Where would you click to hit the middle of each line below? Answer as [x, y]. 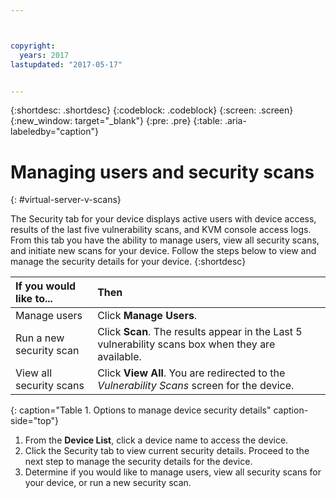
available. [119, 357]
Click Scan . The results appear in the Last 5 [200, 332]
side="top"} [34, 421]
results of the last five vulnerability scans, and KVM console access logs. [161, 230]
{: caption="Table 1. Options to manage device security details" [141, 410]
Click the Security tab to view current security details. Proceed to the [167, 451]
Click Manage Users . [147, 316]
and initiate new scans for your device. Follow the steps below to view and [163, 251]
